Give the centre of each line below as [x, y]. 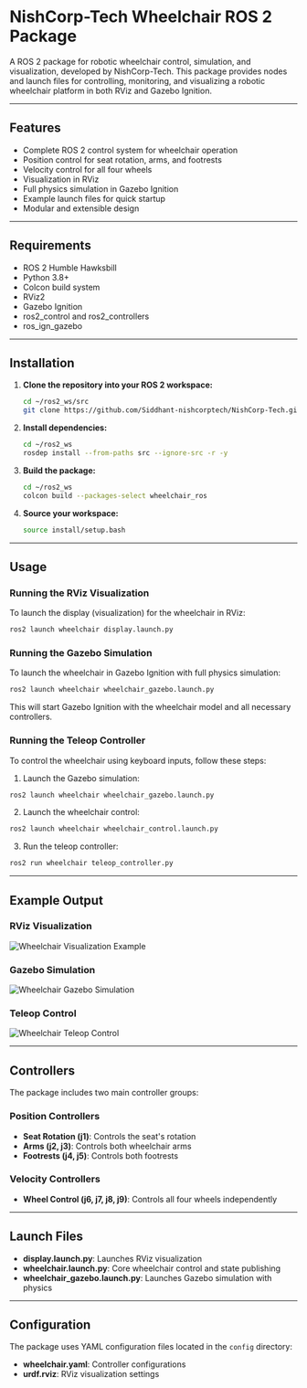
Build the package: [59, 470]
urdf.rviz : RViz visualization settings [91, 1374]
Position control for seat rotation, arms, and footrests [122, 159]
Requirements [50, 245]
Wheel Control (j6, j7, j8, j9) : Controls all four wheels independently [150, 1199]
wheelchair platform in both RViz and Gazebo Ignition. [111, 90]
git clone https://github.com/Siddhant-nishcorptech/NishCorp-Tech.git [162, 410]
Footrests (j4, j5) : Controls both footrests [101, 1155]
